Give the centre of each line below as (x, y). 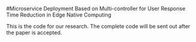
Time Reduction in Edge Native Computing (59, 15)
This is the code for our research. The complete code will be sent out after (98, 26)
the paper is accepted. (34, 33)
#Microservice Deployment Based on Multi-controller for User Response (96, 9)
